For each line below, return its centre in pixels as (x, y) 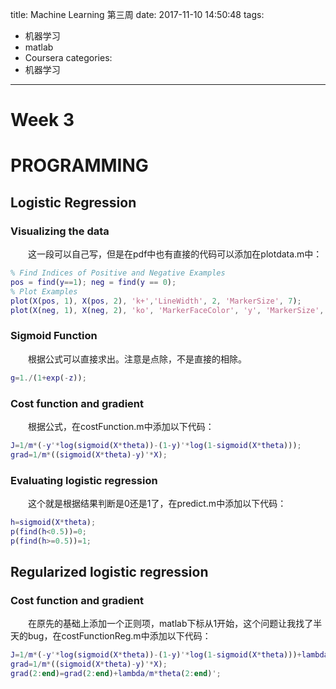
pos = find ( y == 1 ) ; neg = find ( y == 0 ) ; (93, 282)
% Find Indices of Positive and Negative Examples (118, 273)
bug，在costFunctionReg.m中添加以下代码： (119, 636)
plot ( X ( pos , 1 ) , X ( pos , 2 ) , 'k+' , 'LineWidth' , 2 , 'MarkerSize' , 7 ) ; (156, 301)
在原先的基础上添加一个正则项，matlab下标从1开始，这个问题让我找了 (171, 624)
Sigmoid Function (54, 336)
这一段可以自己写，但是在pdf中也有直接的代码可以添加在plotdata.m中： (175, 254)
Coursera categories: (68, 57)
